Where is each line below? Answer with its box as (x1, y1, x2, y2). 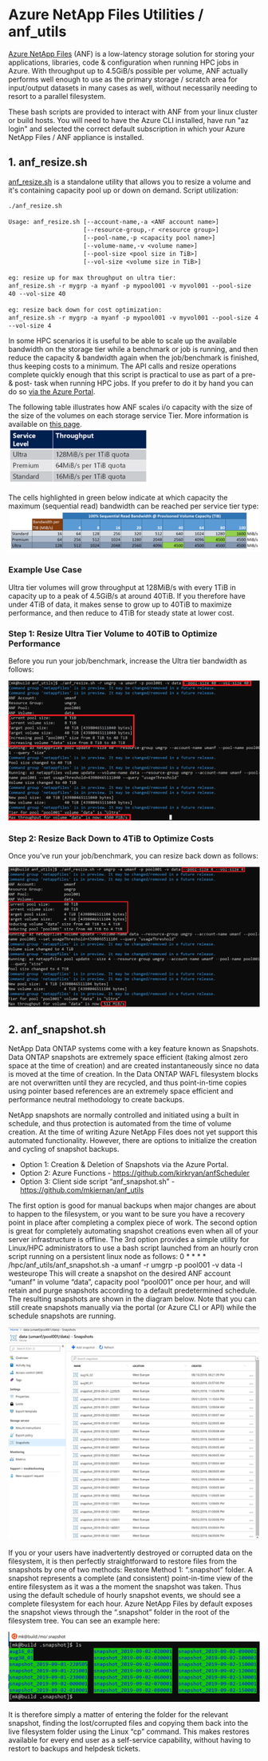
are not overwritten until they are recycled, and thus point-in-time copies (8, 1078, 247, 1087)
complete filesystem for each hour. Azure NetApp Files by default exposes (8, 1599, 253, 1608)
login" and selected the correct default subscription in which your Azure (8, 124, 246, 133)
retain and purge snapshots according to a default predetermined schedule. (8, 1285, 258, 1295)
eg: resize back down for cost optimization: (8, 305, 162, 313)
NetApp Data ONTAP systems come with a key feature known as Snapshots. (8, 1044, 259, 1053)
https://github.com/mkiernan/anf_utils (19, 1185, 144, 1194)
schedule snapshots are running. (8, 1311, 116, 1321)
